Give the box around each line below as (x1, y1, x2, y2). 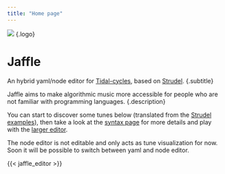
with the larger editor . (7, 125, 68, 133)
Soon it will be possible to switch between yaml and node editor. (7, 146, 189, 154)
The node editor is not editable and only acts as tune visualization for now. (7, 138, 218, 146)
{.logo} (15, 30, 36, 38)
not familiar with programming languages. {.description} (7, 97, 167, 105)
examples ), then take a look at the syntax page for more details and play (7, 118, 212, 126)
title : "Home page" (7, 10, 63, 17)
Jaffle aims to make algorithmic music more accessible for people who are (7, 90, 218, 98)
